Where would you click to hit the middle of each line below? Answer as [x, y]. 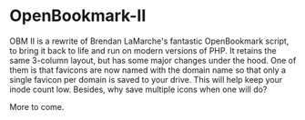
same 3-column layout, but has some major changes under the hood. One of [153, 60]
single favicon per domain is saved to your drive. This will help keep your [146, 79]
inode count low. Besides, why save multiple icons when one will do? [138, 89]
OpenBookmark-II [78, 16]
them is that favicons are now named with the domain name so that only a [148, 70]
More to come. [37, 106]
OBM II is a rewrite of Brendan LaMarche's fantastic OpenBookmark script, [149, 41]
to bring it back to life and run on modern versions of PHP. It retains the [143, 50]
